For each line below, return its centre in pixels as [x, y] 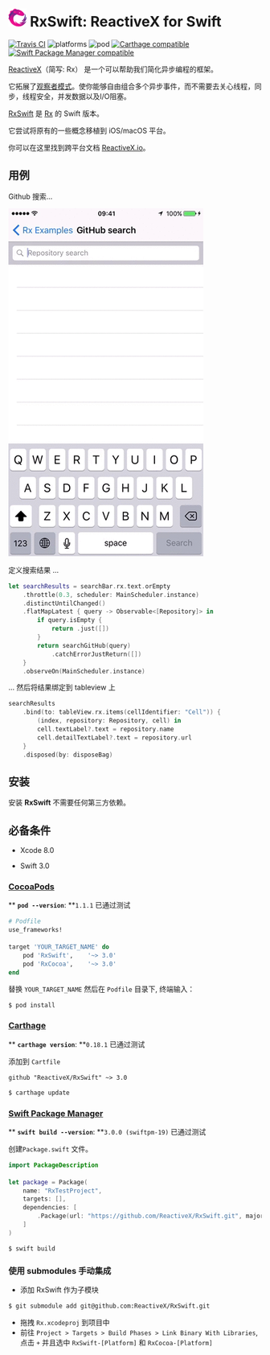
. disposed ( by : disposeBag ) [68, 755]
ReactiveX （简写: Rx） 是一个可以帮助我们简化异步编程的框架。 [113, 69]
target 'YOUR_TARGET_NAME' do [59, 947]
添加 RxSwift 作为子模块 [59, 1289]
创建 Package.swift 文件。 [51, 1149]
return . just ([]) [80, 629]
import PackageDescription [53, 1165]
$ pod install [32, 1005]
